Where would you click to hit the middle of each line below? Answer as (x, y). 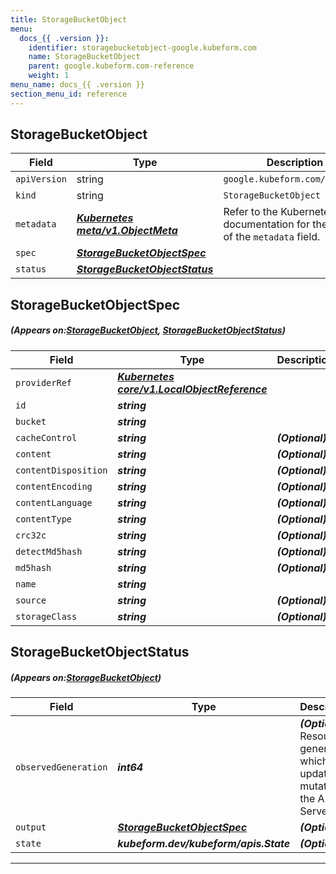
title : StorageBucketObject (69, 19)
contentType (44, 519)
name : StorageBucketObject (84, 57)
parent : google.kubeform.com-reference (111, 66)
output (31, 827)
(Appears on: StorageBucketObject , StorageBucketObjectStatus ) (148, 330)
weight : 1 (49, 76)
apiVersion (41, 179)
